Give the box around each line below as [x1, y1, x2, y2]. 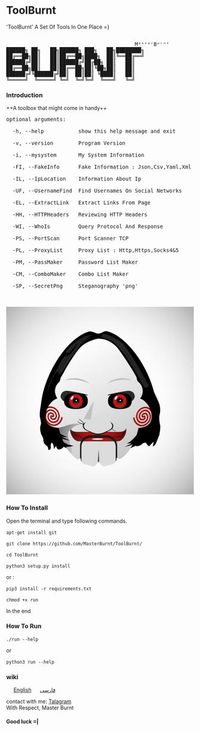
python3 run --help [6, 659, 55, 665]
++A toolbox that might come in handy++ [6, 105, 107, 112]
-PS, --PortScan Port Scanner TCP [12, 235, 129, 242]
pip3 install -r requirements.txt [6, 586, 92, 592]
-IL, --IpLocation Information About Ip [12, 176, 142, 182]
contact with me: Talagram [6, 698, 71, 705]
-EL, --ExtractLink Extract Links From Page [12, 199, 151, 206]
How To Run [6, 622, 42, 630]
